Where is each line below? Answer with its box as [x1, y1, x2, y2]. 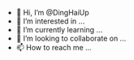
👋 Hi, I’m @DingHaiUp [15, 8, 89, 17]
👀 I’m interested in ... [15, 16, 85, 26]
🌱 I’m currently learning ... [15, 25, 103, 34]
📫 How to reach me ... [15, 43, 92, 52]
